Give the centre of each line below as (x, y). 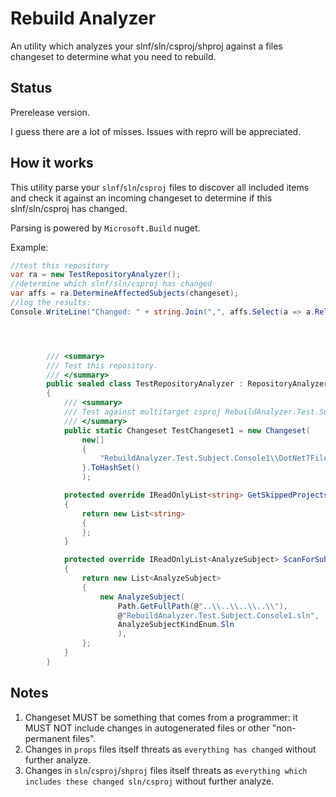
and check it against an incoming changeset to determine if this (141, 198)
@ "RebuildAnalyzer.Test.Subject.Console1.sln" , (218, 615)
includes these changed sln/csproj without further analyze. (149, 781)
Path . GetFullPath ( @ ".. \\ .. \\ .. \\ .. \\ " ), (202, 606)
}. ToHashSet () (111, 468)
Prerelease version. (50, 112)
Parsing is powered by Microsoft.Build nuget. (105, 228)
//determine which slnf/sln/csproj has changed (111, 284)
